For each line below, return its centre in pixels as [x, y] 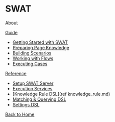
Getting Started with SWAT [40, 42]
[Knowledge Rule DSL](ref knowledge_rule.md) [61, 94]
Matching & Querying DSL [39, 99]
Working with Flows [33, 58]
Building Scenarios [32, 53]
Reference [16, 73]
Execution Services [32, 88]
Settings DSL [26, 104]
